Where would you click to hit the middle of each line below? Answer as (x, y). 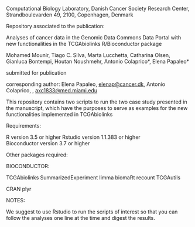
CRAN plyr (19, 189)
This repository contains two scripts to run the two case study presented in (97, 102)
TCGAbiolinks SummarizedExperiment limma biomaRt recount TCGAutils (93, 178)
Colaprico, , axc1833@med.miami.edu (52, 90)
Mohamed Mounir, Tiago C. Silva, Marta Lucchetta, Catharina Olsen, (88, 55)
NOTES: (16, 200)
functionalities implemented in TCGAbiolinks (59, 114)
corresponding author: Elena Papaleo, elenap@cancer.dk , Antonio (86, 84)
